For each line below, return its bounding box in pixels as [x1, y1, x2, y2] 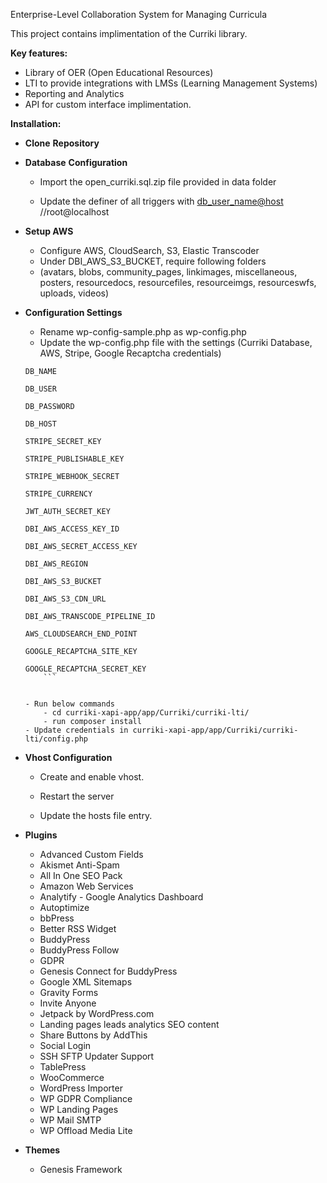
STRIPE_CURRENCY [24, 489, 93, 499]
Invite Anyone [39, 997, 97, 1009]
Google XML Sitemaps [39, 976, 133, 988]
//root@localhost [39, 206, 110, 218]
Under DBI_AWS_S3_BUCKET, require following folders [39, 255, 267, 267]
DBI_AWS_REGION [24, 559, 89, 569]
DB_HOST [24, 419, 57, 429]
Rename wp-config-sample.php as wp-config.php [39, 326, 247, 338]
